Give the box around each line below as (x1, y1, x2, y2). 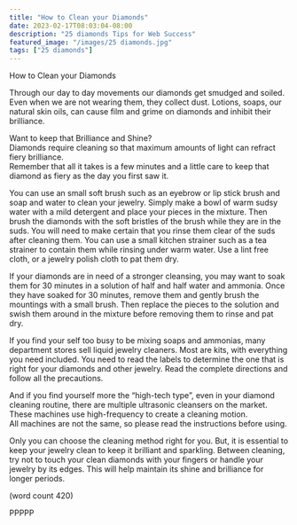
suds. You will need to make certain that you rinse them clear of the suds (9, 225, 276, 236)
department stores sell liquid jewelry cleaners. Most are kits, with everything (9, 345, 288, 356)
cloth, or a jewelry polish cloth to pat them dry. (9, 254, 179, 264)
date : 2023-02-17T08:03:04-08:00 (9, 21, 133, 30)
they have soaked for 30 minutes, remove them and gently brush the (9, 290, 260, 301)
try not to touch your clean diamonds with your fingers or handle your (9, 454, 263, 466)
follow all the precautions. (9, 373, 104, 384)
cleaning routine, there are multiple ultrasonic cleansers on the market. (9, 400, 268, 411)
